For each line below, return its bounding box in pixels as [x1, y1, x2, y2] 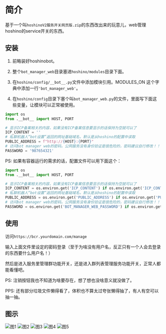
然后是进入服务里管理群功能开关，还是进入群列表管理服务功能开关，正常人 [5, 260, 157, 266]
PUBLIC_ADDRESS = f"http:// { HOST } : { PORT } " [5, 139, 94, 144]
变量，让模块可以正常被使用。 [16, 102, 78, 108]
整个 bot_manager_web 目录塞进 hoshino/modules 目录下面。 [12, 68, 127, 74]
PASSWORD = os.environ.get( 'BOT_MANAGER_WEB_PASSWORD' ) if [5, 204, 129, 209]
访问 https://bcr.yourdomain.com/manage [5, 233, 87, 239]
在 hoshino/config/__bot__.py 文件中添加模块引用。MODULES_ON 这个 [12, 79, 155, 85]
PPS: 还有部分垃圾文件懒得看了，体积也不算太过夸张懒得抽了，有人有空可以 [5, 287, 159, 293]
